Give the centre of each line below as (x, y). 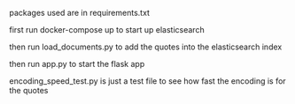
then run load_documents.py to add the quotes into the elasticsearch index (146, 47)
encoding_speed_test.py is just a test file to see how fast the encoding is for (147, 81)
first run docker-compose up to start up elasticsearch (107, 30)
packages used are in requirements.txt (80, 13)
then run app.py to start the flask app (77, 64)
